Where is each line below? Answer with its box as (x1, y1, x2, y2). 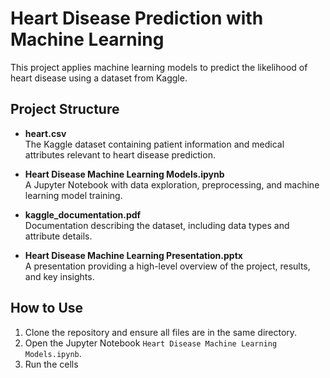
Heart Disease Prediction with (10, 7, 264, 30)
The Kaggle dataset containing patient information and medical (24, 138, 285, 150)
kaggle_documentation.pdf (24, 208, 142, 221)
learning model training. (24, 189, 123, 201)
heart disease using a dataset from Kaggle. (10, 72, 188, 84)
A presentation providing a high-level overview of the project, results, (24, 260, 311, 272)
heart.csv (24, 127, 67, 139)
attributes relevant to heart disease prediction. (24, 148, 216, 161)
